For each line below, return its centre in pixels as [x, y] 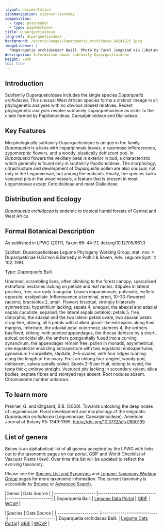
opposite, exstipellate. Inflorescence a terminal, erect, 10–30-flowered [75, 297]
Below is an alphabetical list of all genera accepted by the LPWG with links [79, 449]
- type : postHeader [29, 23]
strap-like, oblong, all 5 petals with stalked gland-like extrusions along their [80, 323]
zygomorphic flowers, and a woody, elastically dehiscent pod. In [69, 153]
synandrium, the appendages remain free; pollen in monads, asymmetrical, [80, 343]
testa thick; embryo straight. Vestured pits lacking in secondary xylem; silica [81, 369]
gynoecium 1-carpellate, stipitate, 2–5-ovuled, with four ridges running [75, 354]
